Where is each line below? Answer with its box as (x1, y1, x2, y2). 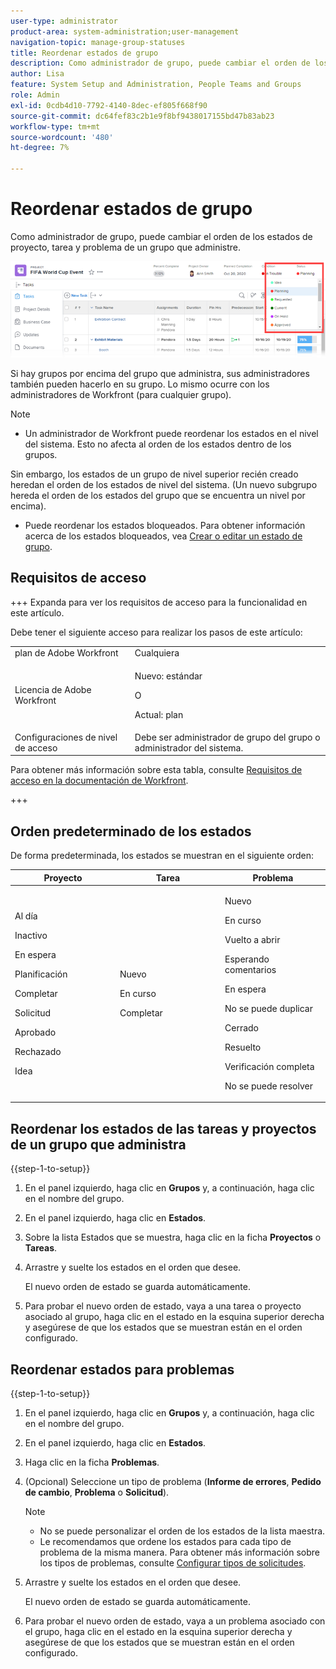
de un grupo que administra (10, 1136, 187, 1153)
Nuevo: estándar (134, 670, 203, 682)
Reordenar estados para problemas (10, 1361, 235, 1378)
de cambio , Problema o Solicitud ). (24, 1486, 170, 1499)
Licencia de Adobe (14, 684, 92, 696)
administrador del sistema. (134, 741, 244, 754)
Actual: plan (134, 708, 184, 720)
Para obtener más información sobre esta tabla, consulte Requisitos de (10, 764, 303, 776)
